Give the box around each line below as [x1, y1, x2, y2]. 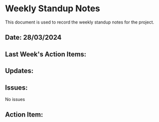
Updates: [5, 67, 34, 75]
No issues [5, 96, 25, 102]
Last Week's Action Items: [5, 50, 87, 58]
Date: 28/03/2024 [5, 33, 62, 42]
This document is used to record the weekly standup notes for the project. [5, 19, 155, 25]
